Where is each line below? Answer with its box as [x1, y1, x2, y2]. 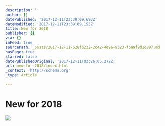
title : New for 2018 [5, 26, 49, 31]
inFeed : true [5, 40, 33, 45]
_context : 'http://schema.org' [5, 68, 71, 73]
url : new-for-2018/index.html [5, 63, 69, 68]
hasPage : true [5, 49, 35, 54]
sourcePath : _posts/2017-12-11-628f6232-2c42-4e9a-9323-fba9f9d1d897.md [5, 45, 160, 50]
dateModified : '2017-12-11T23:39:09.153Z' [5, 21, 95, 27]
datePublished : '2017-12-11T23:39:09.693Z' [5, 17, 98, 22]
